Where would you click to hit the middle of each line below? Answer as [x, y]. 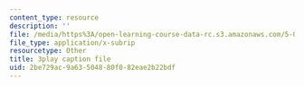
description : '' [40, 26]
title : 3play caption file [60, 59]
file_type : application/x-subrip [72, 43]
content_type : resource [54, 17]
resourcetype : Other [48, 51]
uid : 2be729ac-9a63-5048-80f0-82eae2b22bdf [93, 68]
